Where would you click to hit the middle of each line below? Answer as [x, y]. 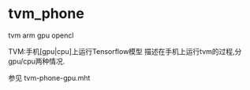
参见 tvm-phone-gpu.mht [49, 77]
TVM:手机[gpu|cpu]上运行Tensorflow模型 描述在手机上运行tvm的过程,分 [125, 51]
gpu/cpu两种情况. [37, 61]
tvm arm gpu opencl [41, 35]
